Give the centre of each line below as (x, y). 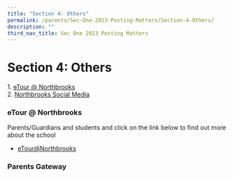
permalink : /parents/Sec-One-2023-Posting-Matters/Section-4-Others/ (111, 20)
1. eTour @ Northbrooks (41, 87)
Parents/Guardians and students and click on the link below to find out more (116, 128)
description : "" (31, 27)
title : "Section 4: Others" (48, 14)
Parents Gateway (37, 167)
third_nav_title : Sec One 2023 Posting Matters (78, 33)
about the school (31, 135)
